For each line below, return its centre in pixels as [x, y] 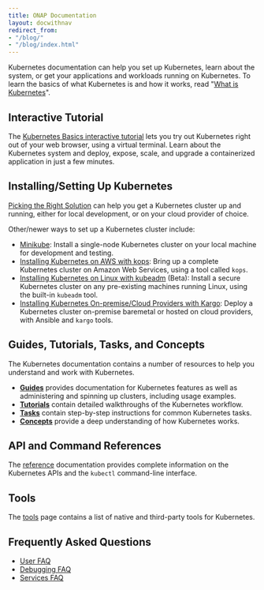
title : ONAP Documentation [52, 15]
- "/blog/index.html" [44, 45]
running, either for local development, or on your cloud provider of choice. [129, 213]
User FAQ [35, 561]
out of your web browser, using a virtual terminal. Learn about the [115, 145]
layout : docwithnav [40, 23]
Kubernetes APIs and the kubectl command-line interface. [103, 473]
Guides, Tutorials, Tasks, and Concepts [106, 345]
